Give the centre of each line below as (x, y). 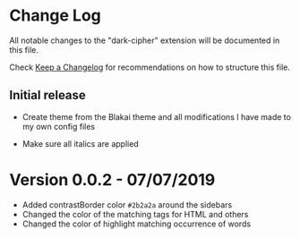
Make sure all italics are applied (80, 143)
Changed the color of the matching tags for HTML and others (135, 214)
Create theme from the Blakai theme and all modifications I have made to (156, 116)
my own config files (59, 126)
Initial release (48, 95)
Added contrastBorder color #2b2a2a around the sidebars (127, 204)
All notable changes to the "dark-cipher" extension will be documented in (145, 40)
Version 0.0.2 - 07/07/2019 (112, 179)
